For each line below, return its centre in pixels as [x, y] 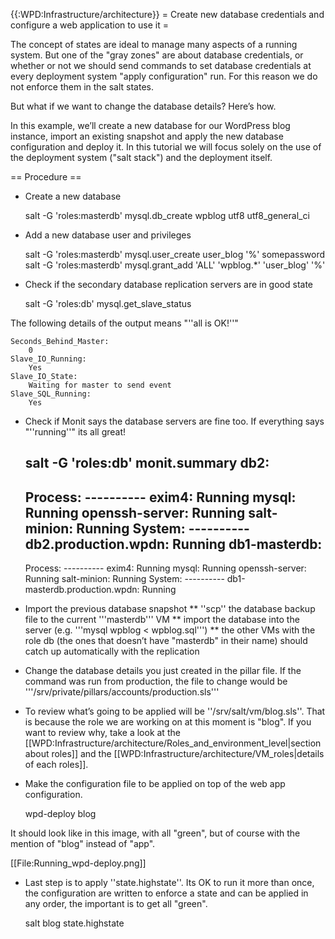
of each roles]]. [56, 765]
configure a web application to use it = [89, 25]
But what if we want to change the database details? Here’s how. [143, 106]
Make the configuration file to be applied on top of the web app [155, 784]
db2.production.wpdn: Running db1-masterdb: [173, 544]
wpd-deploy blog [60, 814]
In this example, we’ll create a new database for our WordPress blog [150, 125]
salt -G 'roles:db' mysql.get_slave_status [108, 303]
